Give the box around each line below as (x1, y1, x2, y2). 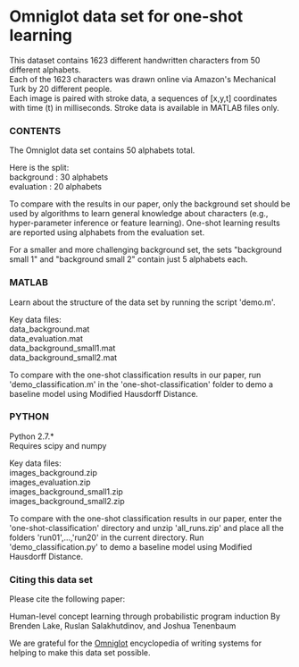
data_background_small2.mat (9, 351, 118, 363)
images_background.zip (9, 467, 98, 477)
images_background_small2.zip (9, 495, 125, 506)
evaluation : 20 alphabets (9, 182, 103, 192)
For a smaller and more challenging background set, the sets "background (9, 244, 283, 256)
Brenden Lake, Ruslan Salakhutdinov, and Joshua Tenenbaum (9, 621, 237, 631)
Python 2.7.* (9, 431, 55, 442)
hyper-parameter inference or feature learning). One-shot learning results (9, 217, 281, 229)
